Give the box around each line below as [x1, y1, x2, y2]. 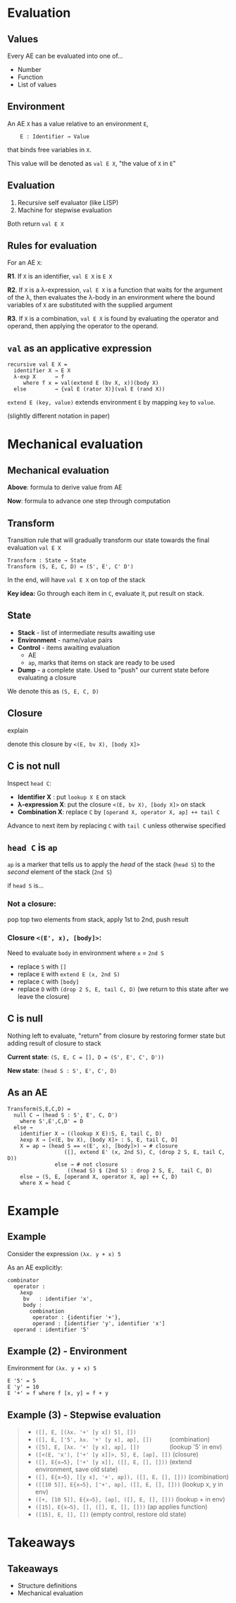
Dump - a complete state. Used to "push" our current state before [17, 665, 210, 674]
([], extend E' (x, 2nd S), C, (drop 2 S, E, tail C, [63, 1148, 225, 1155]
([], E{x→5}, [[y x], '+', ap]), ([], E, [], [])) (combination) [35, 1473, 229, 1481]
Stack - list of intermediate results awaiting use [17, 628, 156, 637]
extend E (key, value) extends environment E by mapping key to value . [7, 398, 216, 407]
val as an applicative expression [7, 342, 152, 354]
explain [7, 726, 28, 735]
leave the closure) [17, 992, 70, 1000]
